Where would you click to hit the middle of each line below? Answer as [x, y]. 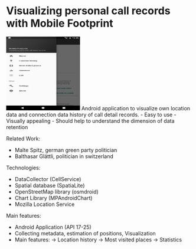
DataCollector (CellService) [48, 179]
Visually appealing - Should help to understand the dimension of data [90, 121]
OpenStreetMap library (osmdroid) [56, 191]
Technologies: [23, 168]
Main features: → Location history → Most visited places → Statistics [98, 240]
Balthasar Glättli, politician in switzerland [64, 156]
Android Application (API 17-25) [53, 227]
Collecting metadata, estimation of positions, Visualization [85, 233]
